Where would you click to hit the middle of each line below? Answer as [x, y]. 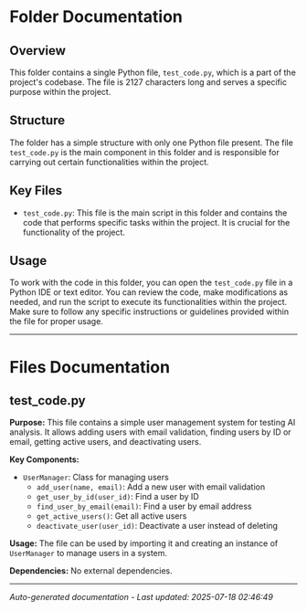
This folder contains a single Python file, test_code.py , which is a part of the [153, 72]
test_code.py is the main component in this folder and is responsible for [145, 152]
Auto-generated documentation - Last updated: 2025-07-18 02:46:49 [142, 597]
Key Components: [44, 459]
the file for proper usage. [56, 321]
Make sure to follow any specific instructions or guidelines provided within [149, 311]
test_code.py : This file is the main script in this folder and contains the [155, 213]
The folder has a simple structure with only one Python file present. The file [152, 142]
